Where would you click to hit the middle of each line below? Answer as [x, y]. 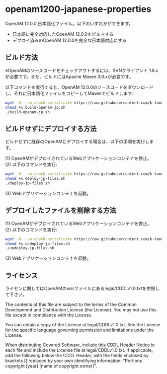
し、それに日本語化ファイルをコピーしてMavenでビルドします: [69, 93]
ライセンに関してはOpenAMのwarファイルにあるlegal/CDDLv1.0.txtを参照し [83, 289]
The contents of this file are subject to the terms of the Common [71, 304]
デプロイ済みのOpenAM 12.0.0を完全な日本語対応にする [69, 40]
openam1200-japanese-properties [78, 9]
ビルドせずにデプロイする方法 [51, 128]
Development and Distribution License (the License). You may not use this [81, 310]
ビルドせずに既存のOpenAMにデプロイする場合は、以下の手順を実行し [78, 142]
